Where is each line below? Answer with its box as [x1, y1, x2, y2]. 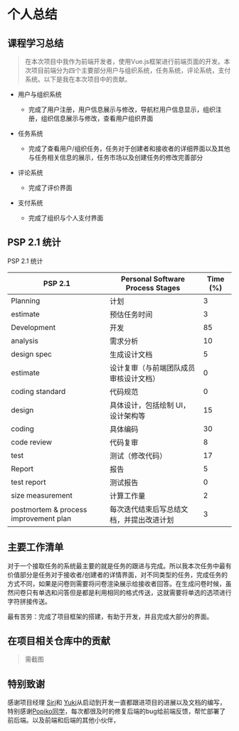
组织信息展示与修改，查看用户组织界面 [41, 114, 154, 122]
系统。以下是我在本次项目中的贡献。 [24, 75, 132, 83]
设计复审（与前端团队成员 [110, 363, 196, 373]
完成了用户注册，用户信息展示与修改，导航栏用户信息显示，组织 [28, 105, 216, 114]
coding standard [11, 386, 66, 396]
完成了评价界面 [28, 183, 73, 192]
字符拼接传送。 [7, 597, 51, 605]
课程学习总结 [7, 37, 64, 49]
